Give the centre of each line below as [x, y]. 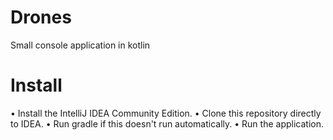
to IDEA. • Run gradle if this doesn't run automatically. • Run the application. [167, 123]
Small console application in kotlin [80, 45]
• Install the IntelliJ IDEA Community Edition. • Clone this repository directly [166, 113]
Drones [41, 17]
